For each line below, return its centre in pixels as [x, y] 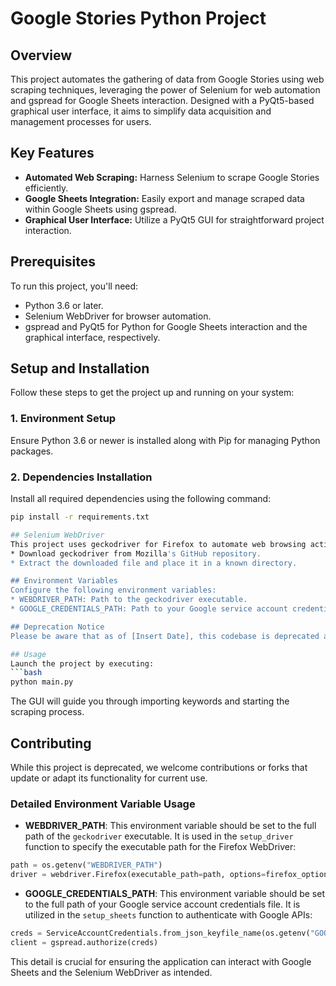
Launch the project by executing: [82, 663]
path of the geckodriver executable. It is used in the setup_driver [159, 836]
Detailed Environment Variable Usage [103, 804]
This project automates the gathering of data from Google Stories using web [167, 79]
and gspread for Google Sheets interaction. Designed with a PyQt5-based [162, 100]
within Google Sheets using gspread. [100, 209]
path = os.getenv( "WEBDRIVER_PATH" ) [86, 865]
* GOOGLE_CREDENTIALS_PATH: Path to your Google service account [149, 609]
